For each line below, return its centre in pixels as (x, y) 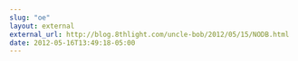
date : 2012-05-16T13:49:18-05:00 (72, 43)
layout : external (42, 26)
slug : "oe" (30, 17)
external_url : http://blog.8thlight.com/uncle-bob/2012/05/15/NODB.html (149, 34)
